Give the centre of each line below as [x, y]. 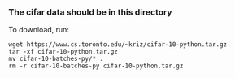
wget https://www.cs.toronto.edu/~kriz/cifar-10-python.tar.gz [118, 45]
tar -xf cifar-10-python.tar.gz [63, 52]
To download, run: [39, 30]
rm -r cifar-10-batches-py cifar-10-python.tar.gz [96, 66]
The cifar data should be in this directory [90, 12]
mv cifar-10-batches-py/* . [56, 59]
